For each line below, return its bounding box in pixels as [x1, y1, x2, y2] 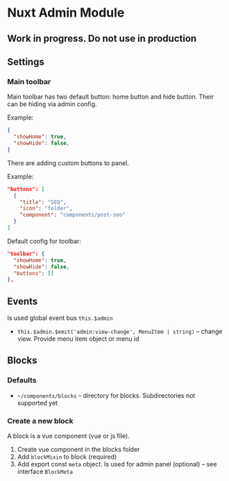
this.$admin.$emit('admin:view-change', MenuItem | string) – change [17, 328, 223, 336]
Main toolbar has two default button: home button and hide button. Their [7, 92, 214, 101]
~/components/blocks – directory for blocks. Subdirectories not [17, 391, 196, 400]
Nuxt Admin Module [7, 5, 125, 21]
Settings [7, 56, 45, 67]
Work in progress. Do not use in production [7, 33, 197, 44]
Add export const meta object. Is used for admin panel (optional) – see [17, 460, 217, 469]
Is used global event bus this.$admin [7, 314, 113, 322]
